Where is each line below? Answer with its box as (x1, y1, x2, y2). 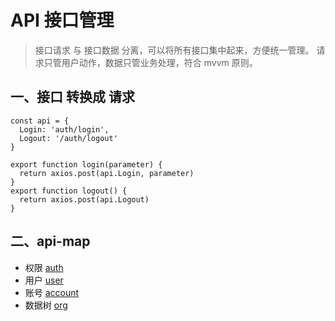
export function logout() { (10, 186, 128, 196)
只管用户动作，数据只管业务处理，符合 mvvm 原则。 (43, 56, 258, 68)
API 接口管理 (10, 9, 115, 32)
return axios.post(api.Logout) (19, 194, 150, 205)
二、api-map (10, 233, 91, 250)
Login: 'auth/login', (19, 124, 110, 135)
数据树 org (24, 299, 68, 311)
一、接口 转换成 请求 (10, 89, 135, 106)
